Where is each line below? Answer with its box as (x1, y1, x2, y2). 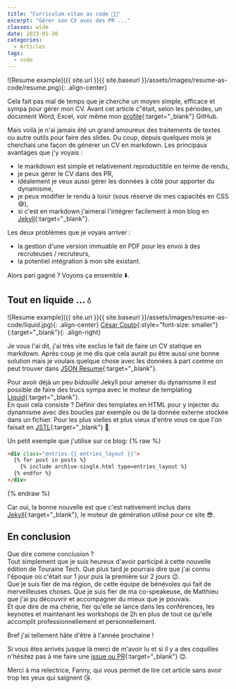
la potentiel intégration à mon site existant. (17, 257, 141, 265)
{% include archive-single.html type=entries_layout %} (20, 464, 188, 471)
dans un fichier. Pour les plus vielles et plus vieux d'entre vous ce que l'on (7, 415, 223, 424)
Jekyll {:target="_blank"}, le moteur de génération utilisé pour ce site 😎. (7, 510, 216, 519)
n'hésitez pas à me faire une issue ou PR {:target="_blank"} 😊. (7, 652, 188, 661)
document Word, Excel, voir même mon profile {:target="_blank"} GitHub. (7, 112, 218, 120)
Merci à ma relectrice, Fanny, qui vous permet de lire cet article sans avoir (7, 666, 222, 674)
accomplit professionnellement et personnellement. (7, 617, 157, 625)
